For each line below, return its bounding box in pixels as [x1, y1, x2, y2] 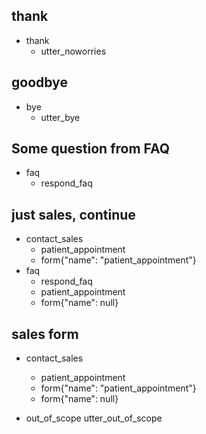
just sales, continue [11, 206, 136, 223]
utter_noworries [40, 45, 107, 57]
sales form [11, 325, 79, 343]
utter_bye [40, 111, 81, 123]
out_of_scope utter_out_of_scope [25, 412, 163, 424]
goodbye [11, 74, 68, 91]
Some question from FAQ [11, 140, 171, 158]
